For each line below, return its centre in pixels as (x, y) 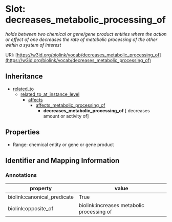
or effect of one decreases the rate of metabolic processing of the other (81, 39)
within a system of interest (33, 45)
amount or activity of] (66, 116)
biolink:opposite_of (31, 209)
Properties (23, 132)
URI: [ (11, 55)
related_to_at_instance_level (50, 94)
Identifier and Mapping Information (62, 160)
